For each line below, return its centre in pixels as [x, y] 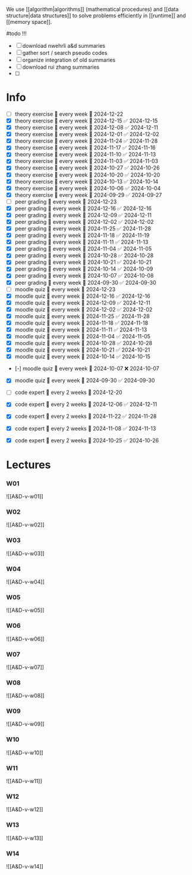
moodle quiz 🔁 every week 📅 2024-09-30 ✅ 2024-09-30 [85, 380]
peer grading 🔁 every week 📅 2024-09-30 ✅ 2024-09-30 [85, 282]
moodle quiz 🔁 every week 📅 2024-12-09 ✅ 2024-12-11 [82, 303]
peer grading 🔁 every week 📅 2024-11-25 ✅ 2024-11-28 [83, 229]
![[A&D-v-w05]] [25, 610]
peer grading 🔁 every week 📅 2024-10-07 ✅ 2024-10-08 [84, 276]
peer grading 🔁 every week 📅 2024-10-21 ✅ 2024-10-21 [83, 262]
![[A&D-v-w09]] [25, 724]
